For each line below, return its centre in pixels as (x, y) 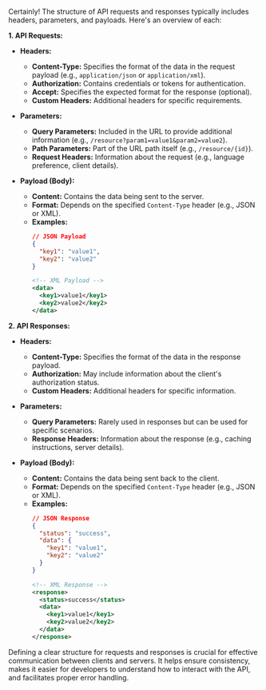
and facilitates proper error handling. (69, 677)
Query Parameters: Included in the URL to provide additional (132, 132)
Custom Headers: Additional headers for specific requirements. (137, 100)
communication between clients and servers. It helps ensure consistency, (129, 660)
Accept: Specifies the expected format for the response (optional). (142, 92)
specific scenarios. (63, 430)
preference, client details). (75, 166)
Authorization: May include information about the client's (127, 373)
